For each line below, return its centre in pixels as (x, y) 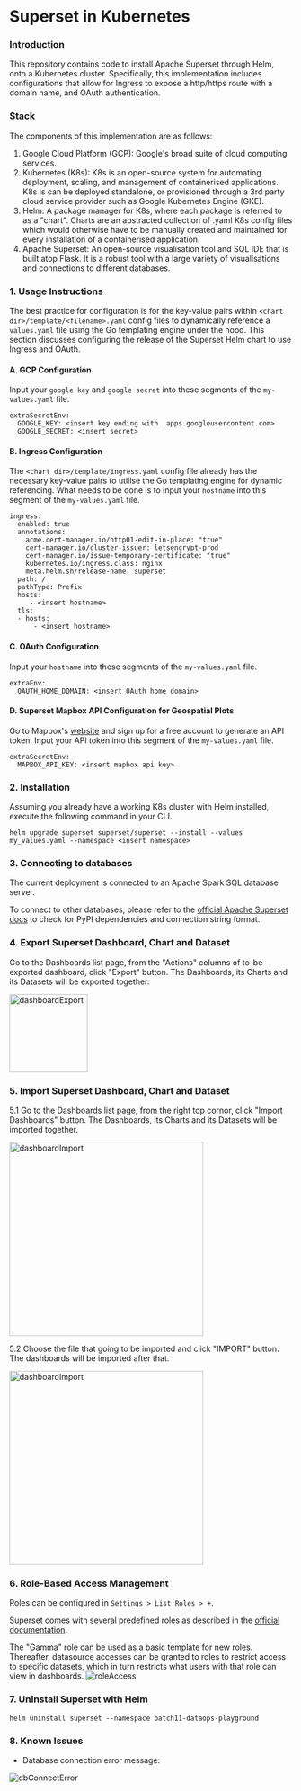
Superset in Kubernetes (100, 17)
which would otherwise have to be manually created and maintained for (155, 229)
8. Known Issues (46, 1741)
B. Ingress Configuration (56, 451)
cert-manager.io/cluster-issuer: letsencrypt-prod (122, 548)
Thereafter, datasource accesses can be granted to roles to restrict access (147, 1657)
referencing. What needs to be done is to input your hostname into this (138, 490)
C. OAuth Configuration (54, 647)
